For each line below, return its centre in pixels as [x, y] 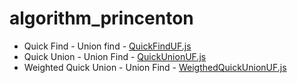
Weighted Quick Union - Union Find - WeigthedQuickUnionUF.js [155, 67]
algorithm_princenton [101, 18]
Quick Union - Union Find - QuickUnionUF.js [115, 56]
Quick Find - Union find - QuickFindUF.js [107, 46]
